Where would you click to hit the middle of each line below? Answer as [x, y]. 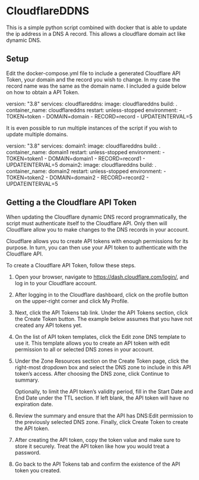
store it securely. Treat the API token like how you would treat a [92, 446]
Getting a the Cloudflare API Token [71, 203]
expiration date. [34, 404]
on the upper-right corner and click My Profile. [72, 301]
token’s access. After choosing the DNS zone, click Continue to [92, 373]
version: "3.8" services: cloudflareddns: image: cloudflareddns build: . [92, 104]
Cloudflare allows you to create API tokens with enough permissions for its [97, 241]
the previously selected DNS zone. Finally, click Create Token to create [101, 422]
